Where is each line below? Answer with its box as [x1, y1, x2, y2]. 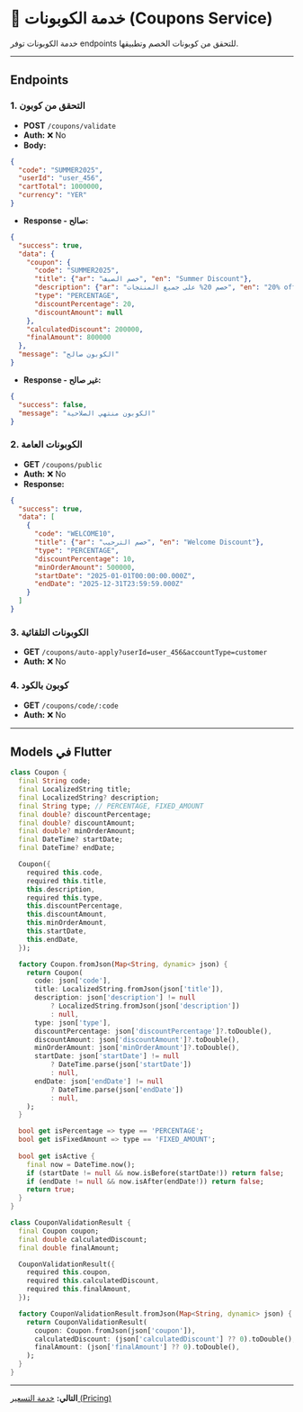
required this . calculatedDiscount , [26, 1276, 160, 1286]
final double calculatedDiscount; [18, 1235, 147, 1244]
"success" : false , [18, 400, 88, 409]
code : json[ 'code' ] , [33, 976, 111, 985]
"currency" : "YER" [18, 191, 88, 200]
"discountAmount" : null [33, 308, 124, 317]
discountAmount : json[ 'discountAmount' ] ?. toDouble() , [33, 1035, 241, 1044]
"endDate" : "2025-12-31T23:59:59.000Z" [33, 580, 183, 589]
